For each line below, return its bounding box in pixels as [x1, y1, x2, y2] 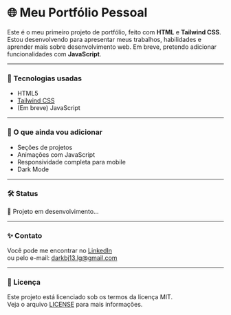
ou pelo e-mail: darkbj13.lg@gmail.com [7, 254, 118, 262]
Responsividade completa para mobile [16, 157, 126, 166]
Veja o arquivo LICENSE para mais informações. [7, 301, 143, 309]
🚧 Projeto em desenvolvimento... [7, 207, 99, 215]
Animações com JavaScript [16, 150, 95, 159]
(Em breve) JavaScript [16, 104, 80, 112]
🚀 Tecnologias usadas [7, 74, 82, 83]
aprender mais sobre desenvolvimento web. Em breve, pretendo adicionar [7, 43, 217, 51]
